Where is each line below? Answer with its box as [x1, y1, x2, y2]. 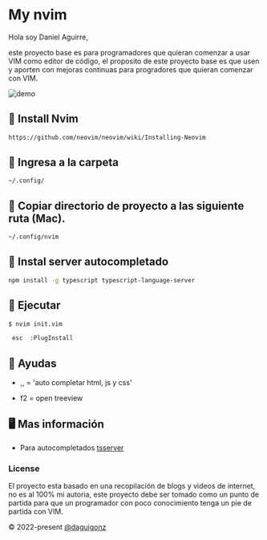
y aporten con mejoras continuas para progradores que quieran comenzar [8, 64, 254, 74]
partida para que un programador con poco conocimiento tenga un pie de [8, 498, 253, 508]
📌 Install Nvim [8, 112, 79, 126]
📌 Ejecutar [8, 298, 61, 312]
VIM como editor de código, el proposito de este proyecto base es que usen [8, 56, 260, 66]
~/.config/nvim [8, 233, 59, 242]
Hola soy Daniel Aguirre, [8, 32, 89, 42]
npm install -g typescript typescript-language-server [8, 276, 196, 284]
